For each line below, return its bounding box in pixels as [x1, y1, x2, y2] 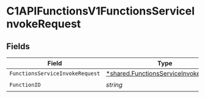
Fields [6, 41, 31, 51]
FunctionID [9, 81, 41, 88]
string [106, 80, 123, 89]
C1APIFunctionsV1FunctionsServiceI [6, 4, 195, 18]
